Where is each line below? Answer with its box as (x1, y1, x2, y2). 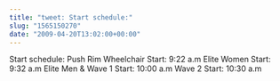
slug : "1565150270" (9, 21, 82, 30)
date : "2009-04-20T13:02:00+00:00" (9, 29, 141, 38)
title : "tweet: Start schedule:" (9, 12, 133, 22)
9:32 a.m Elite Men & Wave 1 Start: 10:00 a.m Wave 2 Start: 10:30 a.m (9, 63, 262, 74)
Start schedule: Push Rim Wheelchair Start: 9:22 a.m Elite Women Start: (9, 54, 271, 65)
